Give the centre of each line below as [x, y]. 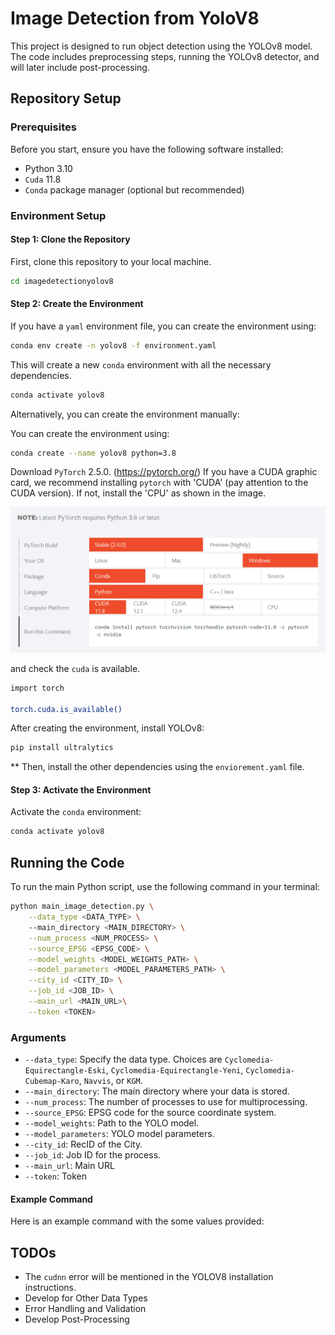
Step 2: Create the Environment [77, 304]
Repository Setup [66, 98]
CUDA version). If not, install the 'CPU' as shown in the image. [138, 493]
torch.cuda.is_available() [66, 709]
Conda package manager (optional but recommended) [134, 189]
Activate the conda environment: [76, 812]
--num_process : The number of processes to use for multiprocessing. [166, 1102]
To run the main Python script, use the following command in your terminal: [165, 887]
